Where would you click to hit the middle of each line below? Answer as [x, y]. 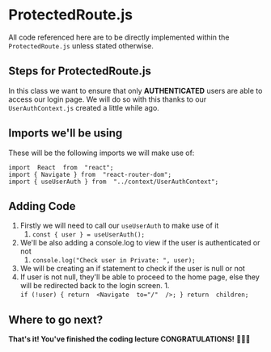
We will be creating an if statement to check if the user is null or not [132, 269]
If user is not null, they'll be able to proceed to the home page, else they [140, 277]
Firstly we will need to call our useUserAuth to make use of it [119, 226]
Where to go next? [56, 319]
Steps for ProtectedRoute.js [80, 71]
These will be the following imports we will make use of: [102, 153]
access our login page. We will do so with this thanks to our [108, 99]
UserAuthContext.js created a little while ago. [84, 107]
